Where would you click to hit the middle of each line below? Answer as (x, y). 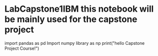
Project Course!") (22, 48)
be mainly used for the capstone (71, 19)
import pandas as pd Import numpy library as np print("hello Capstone (75, 43)
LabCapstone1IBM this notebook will (79, 9)
